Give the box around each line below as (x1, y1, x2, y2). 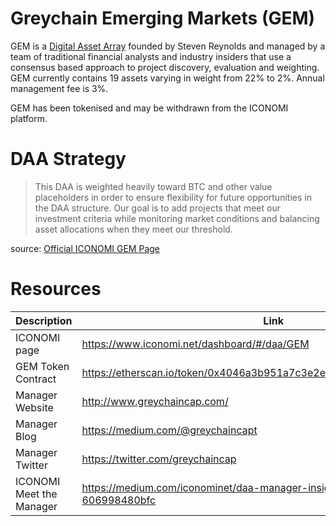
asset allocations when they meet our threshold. (34, 223, 233, 235)
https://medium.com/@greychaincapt (81, 423, 258, 437)
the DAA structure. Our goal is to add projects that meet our (34, 202, 281, 214)
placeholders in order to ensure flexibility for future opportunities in (34, 191, 312, 203)
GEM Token (15, 359, 70, 373)
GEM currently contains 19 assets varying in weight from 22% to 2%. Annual (10, 72, 325, 84)
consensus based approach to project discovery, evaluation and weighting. (10, 61, 320, 73)
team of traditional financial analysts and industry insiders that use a (10, 50, 292, 62)
